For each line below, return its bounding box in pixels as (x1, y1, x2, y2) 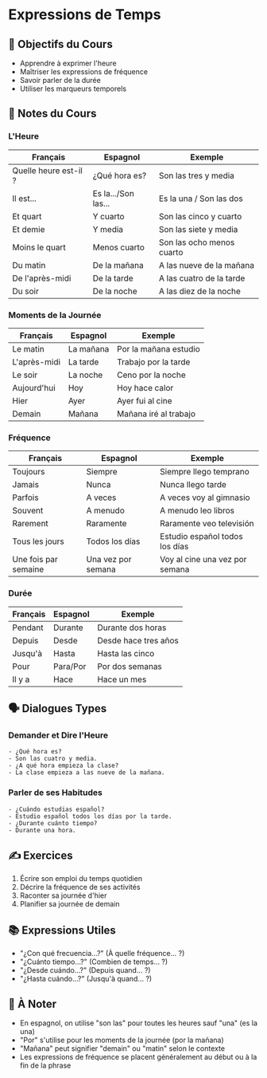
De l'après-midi (12, 273, 72, 284)
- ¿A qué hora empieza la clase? (8, 761, 119, 770)
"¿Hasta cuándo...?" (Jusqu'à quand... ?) (19, 974, 153, 984)
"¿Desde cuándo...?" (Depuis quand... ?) (19, 966, 151, 975)
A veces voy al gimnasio (160, 492, 250, 503)
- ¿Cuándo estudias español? (8, 805, 105, 813)
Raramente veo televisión (160, 518, 254, 529)
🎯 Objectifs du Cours (8, 37, 113, 51)
